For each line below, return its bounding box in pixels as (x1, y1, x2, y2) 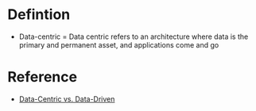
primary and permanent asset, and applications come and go (18, 40, 219, 49)
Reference (7, 68, 77, 86)
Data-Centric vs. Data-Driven (18, 94, 115, 104)
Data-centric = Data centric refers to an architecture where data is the (18, 32, 249, 41)
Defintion (7, 6, 71, 24)
